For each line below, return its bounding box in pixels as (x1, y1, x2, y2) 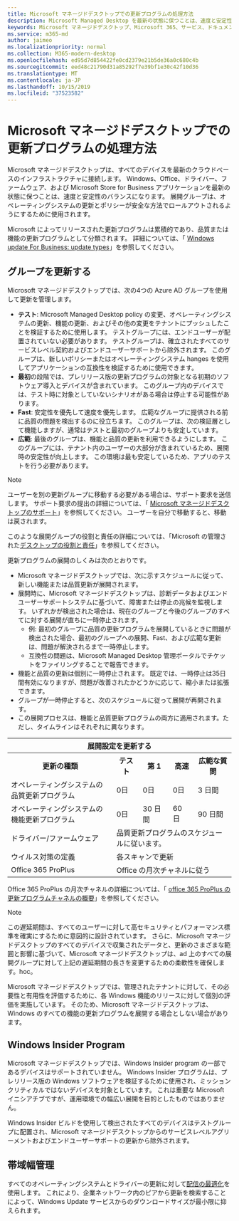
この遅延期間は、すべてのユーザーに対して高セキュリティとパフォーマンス (7, 923, 224, 931)
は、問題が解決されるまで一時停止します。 (28, 642, 153, 651)
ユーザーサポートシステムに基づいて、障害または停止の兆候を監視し (17, 597, 217, 606)
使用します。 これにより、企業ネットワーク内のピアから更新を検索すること (7, 1188, 226, 1197)
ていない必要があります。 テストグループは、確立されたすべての (36, 336, 224, 345)
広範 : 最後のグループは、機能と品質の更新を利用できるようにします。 (17, 434, 221, 443)
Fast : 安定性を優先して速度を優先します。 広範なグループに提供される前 (17, 407, 229, 416)
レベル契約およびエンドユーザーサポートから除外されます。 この (36, 345, 225, 354)
